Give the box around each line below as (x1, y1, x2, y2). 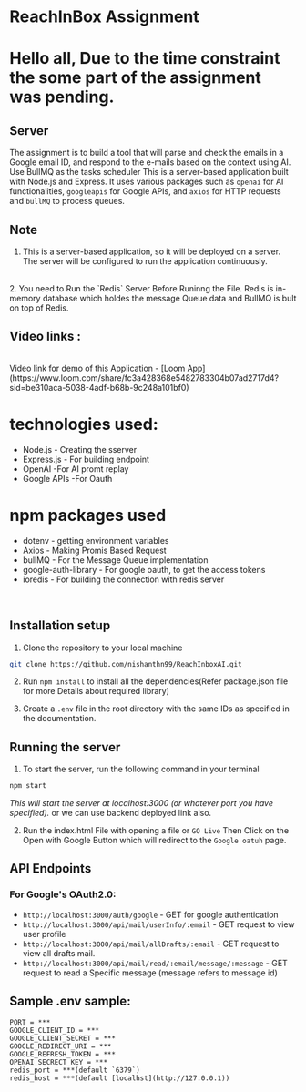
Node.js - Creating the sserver (22, 444, 138, 454)
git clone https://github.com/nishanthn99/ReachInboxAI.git (9, 659, 243, 668)
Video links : (9, 329, 82, 344)
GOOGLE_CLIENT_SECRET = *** (9, 1034, 117, 1043)
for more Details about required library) (22, 686, 170, 697)
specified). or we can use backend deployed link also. (9, 808, 212, 819)
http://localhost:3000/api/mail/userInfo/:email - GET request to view (22, 918, 295, 930)
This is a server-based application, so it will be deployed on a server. (22, 246, 280, 257)
